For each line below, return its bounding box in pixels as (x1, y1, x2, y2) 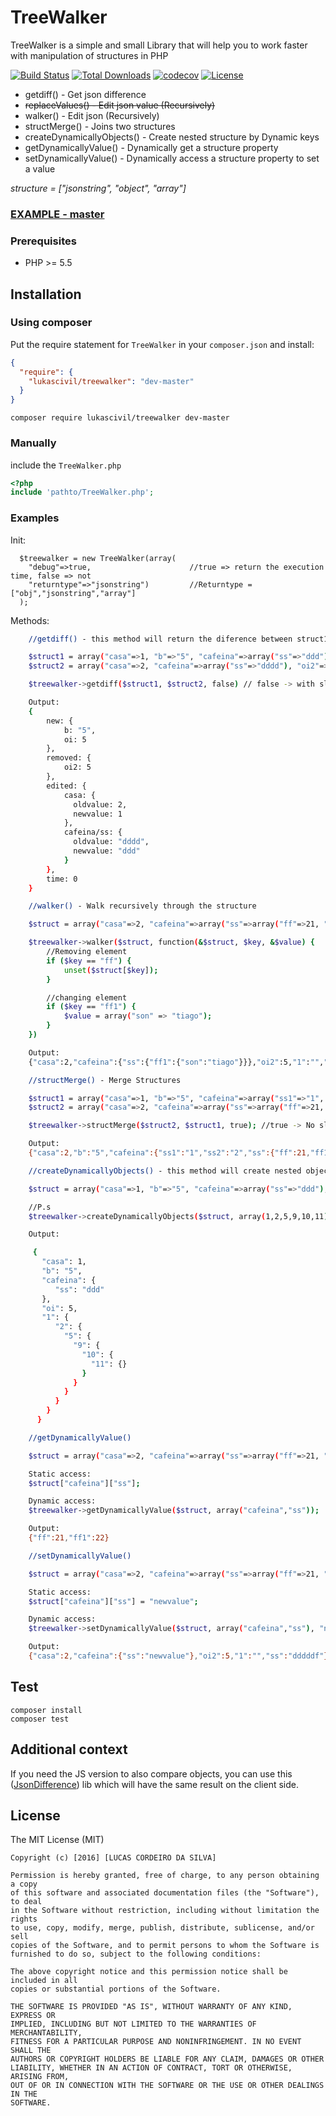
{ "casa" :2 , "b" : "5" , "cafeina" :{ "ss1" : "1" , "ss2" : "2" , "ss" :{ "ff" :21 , (28, 1148, 311, 1158)
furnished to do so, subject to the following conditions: (10, 1949, 262, 1960)
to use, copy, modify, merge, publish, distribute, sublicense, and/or (10, 1923, 315, 1933)
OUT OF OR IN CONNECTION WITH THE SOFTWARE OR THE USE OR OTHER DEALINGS (10, 2081, 325, 2091)
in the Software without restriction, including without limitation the (10, 1906, 320, 1916)
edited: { (46, 781, 87, 791)
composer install (10, 1705, 83, 1715)
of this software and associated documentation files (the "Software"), (10, 1888, 320, 1898)
